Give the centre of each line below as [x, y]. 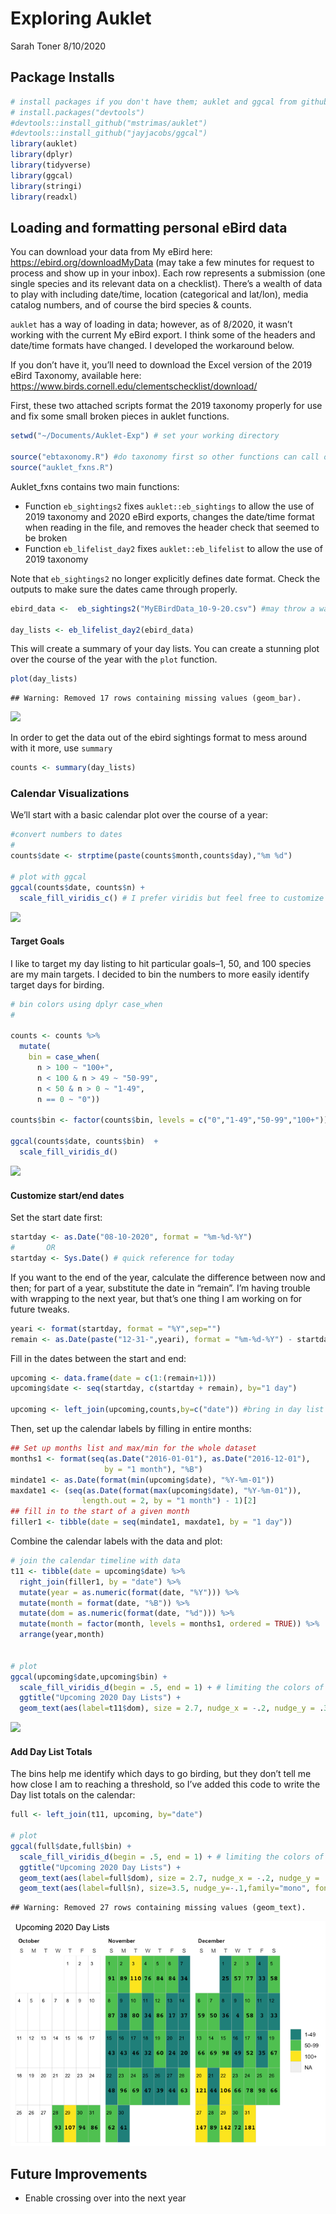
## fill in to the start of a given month [100, 1512]
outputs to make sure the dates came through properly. [124, 589]
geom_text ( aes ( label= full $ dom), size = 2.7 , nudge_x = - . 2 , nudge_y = [169, 1878]
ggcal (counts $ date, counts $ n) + [77, 887]
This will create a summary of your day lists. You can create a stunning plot [165, 649]
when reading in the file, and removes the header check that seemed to [172, 527]
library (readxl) [44, 197]
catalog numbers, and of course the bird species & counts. [131, 305]
